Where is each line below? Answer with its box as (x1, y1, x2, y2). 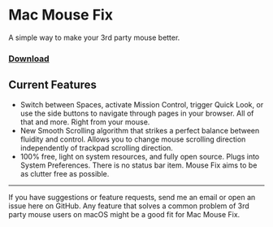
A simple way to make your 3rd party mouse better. (8, 33, 180, 42)
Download (8, 53, 50, 64)
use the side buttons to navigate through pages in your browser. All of (19, 108, 254, 118)
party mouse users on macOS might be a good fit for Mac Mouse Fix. (8, 209, 240, 219)
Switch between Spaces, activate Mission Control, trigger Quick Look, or (19, 99, 264, 109)
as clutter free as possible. (19, 168, 110, 178)
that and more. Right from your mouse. (19, 116, 150, 127)
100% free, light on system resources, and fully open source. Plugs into (19, 151, 260, 161)
